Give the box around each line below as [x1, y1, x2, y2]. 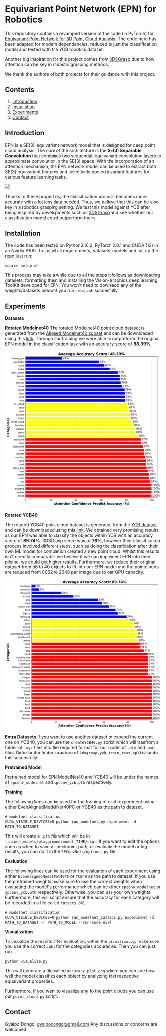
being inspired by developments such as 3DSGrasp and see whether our [5, 209, 154, 215]
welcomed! [5, 1026, 28, 1032]
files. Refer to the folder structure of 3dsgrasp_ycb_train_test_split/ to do [5, 750, 158, 755]
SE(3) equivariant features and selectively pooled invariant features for [5, 168, 150, 175]
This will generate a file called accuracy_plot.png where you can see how [5, 968, 155, 974]
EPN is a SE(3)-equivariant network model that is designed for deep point [5, 142, 155, 148]
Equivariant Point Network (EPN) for [5, 3, 157, 15]
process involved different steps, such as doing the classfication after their [5, 543, 158, 549]
